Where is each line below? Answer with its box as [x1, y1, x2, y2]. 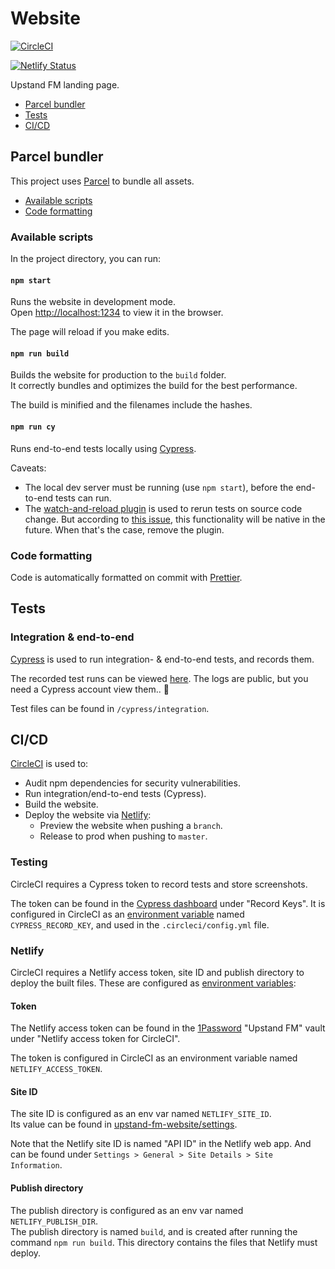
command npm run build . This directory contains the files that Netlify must [10, 1236, 318, 1248]
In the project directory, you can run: [10, 253, 161, 265]
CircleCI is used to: [10, 758, 89, 770]
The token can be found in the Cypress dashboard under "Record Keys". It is [10, 897, 326, 909]
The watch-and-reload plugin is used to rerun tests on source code [24, 502, 303, 514]
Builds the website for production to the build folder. [10, 369, 227, 381]
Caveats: [10, 462, 47, 474]
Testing [10, 855, 48, 869]
